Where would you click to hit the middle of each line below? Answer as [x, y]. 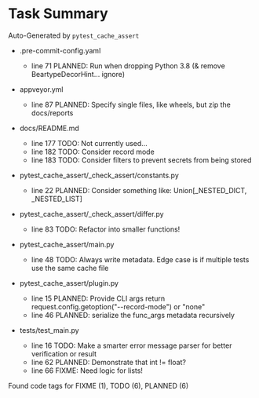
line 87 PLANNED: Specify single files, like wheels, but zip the [131, 104]
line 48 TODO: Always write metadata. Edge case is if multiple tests [140, 259]
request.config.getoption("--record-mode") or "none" [118, 306]
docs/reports [52, 113]
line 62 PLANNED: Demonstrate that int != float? [109, 362]
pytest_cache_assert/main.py [67, 244]
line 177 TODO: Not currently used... [89, 143]
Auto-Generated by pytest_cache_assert [74, 35]
